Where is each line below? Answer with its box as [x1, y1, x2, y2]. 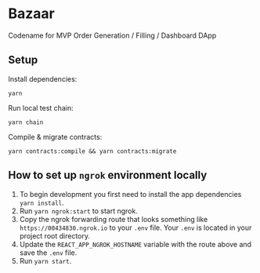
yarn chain [8, 118, 44, 126]
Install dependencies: [8, 74, 78, 83]
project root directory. [19, 231, 90, 240]
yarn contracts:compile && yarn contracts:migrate [8, 147, 177, 155]
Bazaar [8, 5, 55, 23]
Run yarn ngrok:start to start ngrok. [19, 206, 139, 216]
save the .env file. [19, 248, 78, 257]
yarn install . [19, 198, 64, 207]
